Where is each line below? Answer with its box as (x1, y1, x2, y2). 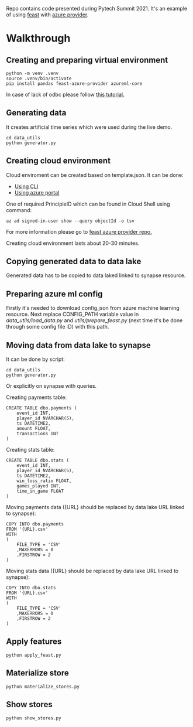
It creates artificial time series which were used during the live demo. (6, 123, 173, 131)
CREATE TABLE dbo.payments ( (6, 405, 77, 411)
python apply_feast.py (6, 652, 61, 658)
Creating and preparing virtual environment (6, 55, 168, 65)
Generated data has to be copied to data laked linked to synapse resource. (6, 272, 186, 279)
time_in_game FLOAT (16, 489, 64, 494)
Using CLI (14, 183, 39, 190)
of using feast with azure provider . (6, 11, 89, 18)
